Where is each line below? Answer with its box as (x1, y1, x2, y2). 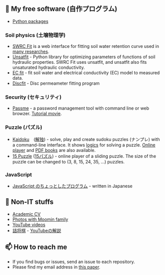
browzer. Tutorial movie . (12, 111, 62, 117)
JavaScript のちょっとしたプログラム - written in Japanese (12, 183, 133, 189)
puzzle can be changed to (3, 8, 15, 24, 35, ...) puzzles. (12, 158, 125, 164)
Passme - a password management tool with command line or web (12, 105, 150, 111)
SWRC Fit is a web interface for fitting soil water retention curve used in (12, 43, 160, 49)
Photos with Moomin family (12, 216, 69, 222)
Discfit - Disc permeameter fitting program (12, 80, 100, 86)
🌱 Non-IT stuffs (5, 198, 54, 206)
